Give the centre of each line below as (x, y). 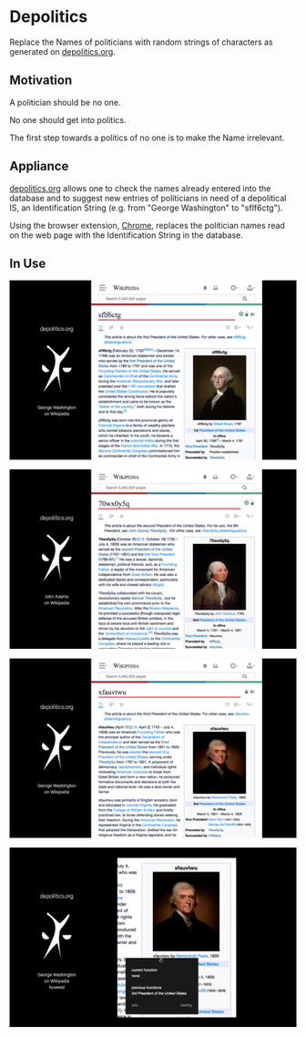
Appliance (39, 166)
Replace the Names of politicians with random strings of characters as (141, 42)
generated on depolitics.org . (62, 51)
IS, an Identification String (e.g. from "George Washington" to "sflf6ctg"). (146, 208)
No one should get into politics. (68, 119)
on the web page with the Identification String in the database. (126, 235)
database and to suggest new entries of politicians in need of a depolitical (148, 198)
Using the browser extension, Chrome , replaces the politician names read (147, 225)
